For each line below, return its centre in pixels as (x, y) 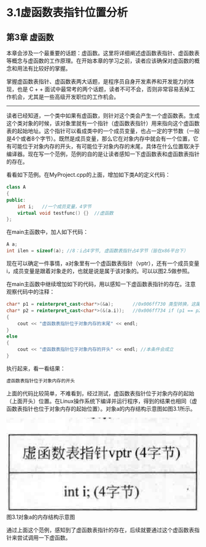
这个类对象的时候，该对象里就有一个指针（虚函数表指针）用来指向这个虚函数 (103, 123)
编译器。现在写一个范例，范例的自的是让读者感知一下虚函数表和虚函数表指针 (103, 154)
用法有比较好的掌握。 (44, 68)
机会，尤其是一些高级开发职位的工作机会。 (65, 97)
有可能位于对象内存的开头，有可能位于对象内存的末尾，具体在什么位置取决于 (103, 146)
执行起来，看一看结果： (36, 368)
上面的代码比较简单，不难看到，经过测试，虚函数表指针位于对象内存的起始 (100, 393)
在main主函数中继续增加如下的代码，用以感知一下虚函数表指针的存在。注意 (101, 284)
